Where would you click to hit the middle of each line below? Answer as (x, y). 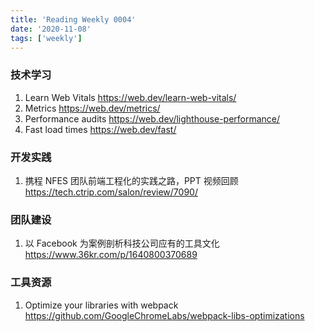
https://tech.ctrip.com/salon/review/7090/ (111, 192)
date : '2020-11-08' (51, 29)
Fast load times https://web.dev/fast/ (100, 129)
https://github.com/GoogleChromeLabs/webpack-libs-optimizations (164, 315)
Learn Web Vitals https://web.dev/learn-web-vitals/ (130, 97)
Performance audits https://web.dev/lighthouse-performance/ (152, 118)
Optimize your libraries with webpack (101, 305)
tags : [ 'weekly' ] (46, 38)
